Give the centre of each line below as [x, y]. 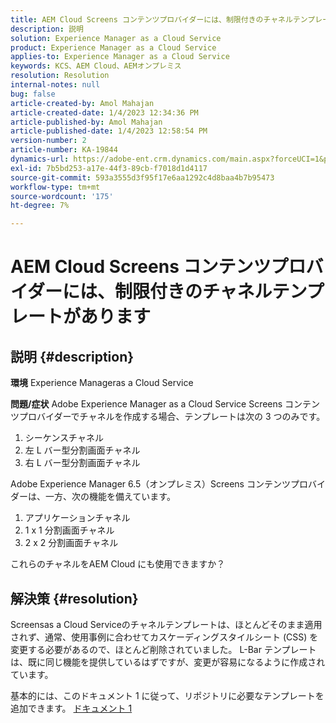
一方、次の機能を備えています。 [110, 497]
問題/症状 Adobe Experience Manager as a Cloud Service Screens [146, 404]
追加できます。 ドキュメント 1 [71, 708]
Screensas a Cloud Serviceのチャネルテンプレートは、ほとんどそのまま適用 [166, 624]
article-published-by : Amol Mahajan [86, 122]
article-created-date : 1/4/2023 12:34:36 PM [104, 112]
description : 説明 [47, 29]
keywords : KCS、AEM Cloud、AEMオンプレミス [96, 66]
